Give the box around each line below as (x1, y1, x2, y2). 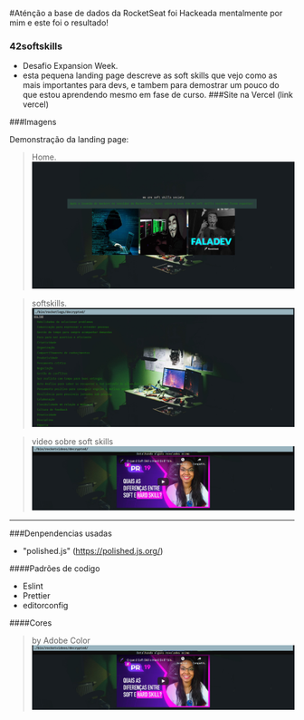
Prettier (22, 590, 51, 601)
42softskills (9, 40, 63, 53)
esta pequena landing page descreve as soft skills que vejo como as (22, 70, 278, 81)
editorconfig (22, 600, 69, 611)
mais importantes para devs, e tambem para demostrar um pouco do (22, 80, 280, 91)
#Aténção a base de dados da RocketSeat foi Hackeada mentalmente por (9, 8, 283, 18)
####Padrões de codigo (9, 563, 100, 574)
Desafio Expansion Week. (22, 61, 119, 72)
